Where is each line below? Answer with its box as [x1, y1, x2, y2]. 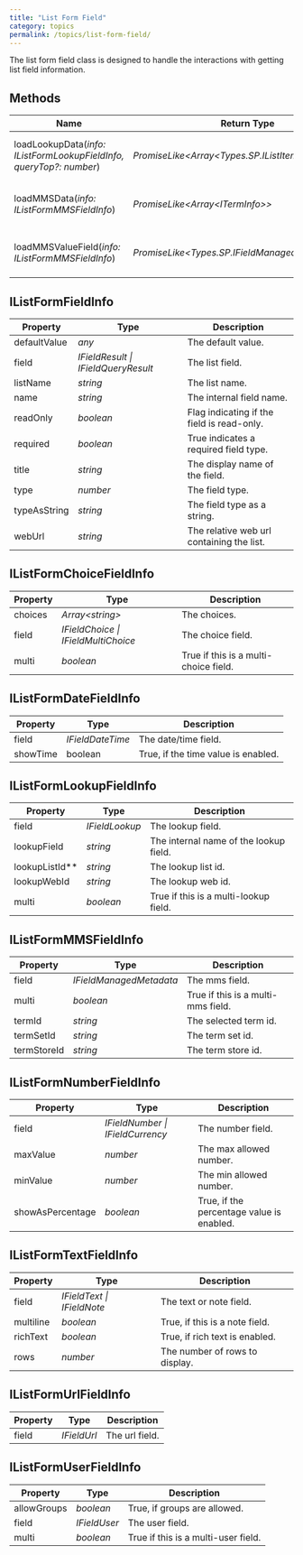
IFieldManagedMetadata [72, 974, 179, 986]
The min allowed [197, 1169, 268, 1181]
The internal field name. [187, 392, 289, 403]
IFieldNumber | [105, 1116, 168, 1129]
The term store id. [186, 1044, 262, 1057]
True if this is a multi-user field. [127, 1531, 262, 1543]
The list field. [187, 356, 243, 368]
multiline [14, 1315, 50, 1328]
